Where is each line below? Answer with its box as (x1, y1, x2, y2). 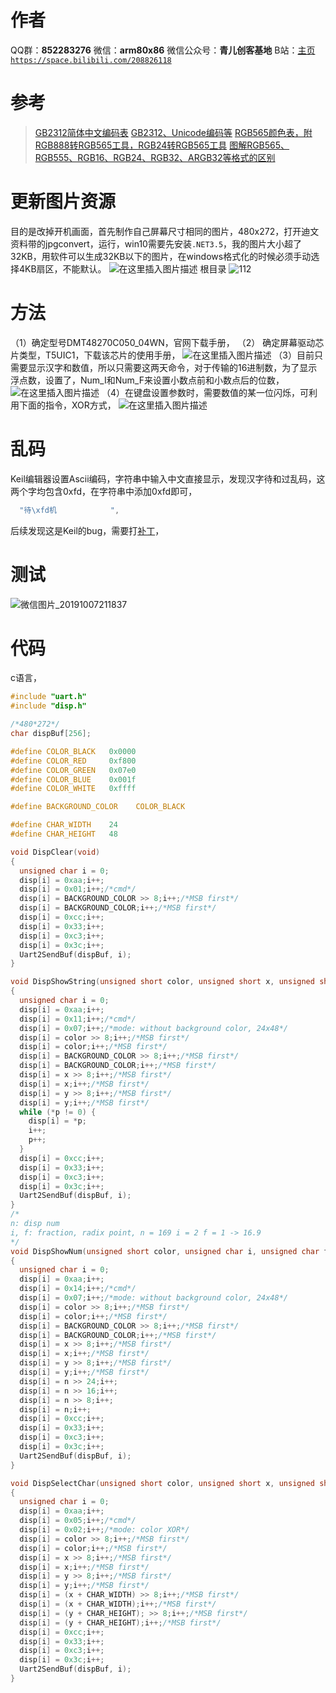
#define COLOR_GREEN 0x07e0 (10, 765, 137, 775)
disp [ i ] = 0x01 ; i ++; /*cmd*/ (19, 884, 137, 895)
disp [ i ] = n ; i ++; (19, 1404, 92, 1415)
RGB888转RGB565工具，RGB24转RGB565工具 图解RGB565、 (34, 139, 290, 151)
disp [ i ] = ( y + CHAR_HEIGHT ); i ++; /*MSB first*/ (19, 1617, 222, 1628)
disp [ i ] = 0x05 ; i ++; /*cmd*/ (19, 1516, 137, 1526)
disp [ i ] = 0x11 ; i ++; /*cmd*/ (19, 1014, 137, 1024)
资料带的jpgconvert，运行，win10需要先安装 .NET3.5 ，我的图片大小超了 (10, 237, 303, 250)
